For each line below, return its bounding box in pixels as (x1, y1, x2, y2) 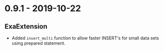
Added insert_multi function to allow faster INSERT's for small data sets (11, 35, 159, 41)
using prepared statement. (11, 40, 66, 46)
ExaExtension (4, 22, 48, 31)
